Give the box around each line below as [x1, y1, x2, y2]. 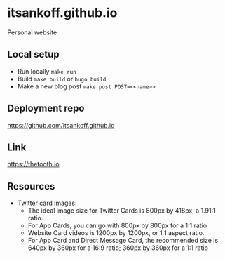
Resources [7, 180, 55, 192]
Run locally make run [17, 67, 77, 75]
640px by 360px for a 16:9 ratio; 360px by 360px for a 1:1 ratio [27, 244, 209, 252]
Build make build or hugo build [17, 74, 107, 83]
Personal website [7, 28, 57, 36]
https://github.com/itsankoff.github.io [7, 121, 115, 129]
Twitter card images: [17, 199, 77, 208]
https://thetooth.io [7, 160, 60, 168]
